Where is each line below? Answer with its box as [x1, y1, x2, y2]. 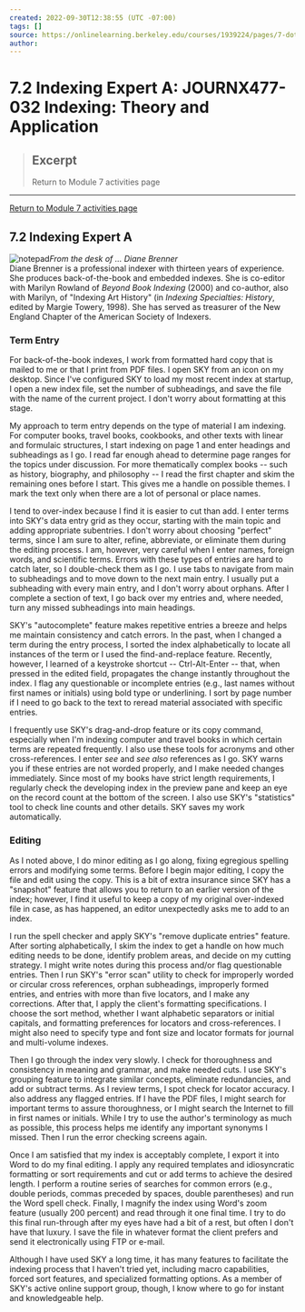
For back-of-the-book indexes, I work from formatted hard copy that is [9, 355, 274, 366]
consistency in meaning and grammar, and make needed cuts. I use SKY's [9, 1064, 287, 1075]
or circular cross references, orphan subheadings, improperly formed [9, 978, 270, 989]
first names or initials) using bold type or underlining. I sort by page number [9, 687, 292, 698]
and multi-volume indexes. [9, 1037, 109, 1047]
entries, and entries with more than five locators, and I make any [9, 988, 250, 999]
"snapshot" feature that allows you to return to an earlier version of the [9, 884, 274, 895]
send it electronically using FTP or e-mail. [9, 1236, 165, 1247]
